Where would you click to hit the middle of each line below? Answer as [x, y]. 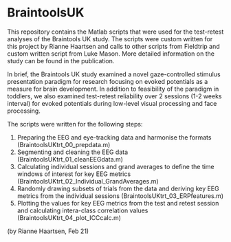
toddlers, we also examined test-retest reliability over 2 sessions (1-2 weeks [114, 96]
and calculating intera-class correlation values [82, 210]
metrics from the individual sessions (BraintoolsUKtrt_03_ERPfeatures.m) [120, 196]
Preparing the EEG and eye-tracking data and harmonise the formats [114, 137]
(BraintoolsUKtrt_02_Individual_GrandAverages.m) [88, 181]
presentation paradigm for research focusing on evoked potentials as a [108, 81]
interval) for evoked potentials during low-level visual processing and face [112, 103]
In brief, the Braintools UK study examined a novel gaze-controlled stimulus [114, 74]
